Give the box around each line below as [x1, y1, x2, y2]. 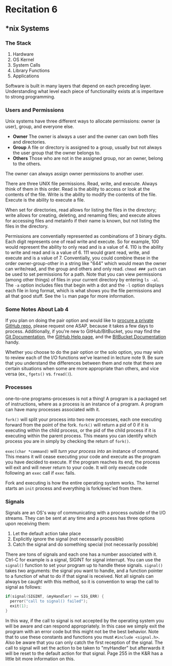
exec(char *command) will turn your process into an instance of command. [5, 448, 160, 454]
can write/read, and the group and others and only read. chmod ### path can [5, 266, 166, 272]
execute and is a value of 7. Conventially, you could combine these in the [5, 255, 159, 261]
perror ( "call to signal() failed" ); [10, 598, 88, 603]
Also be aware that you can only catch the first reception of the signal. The [5, 639, 163, 645]
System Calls [12, 62, 41, 68]
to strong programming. [5, 93, 55, 99]
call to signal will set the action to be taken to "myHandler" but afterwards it [5, 644, 165, 651]
